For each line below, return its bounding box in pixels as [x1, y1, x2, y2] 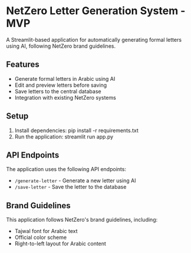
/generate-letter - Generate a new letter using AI [14, 177, 136, 184]
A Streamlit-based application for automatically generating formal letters [6, 36, 182, 43]
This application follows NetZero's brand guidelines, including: [6, 216, 158, 224]
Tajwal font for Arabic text [14, 228, 78, 235]
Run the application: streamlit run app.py [14, 133, 114, 140]
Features [6, 60, 39, 70]
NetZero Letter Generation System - [6, 4, 186, 18]
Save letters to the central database [14, 87, 101, 95]
